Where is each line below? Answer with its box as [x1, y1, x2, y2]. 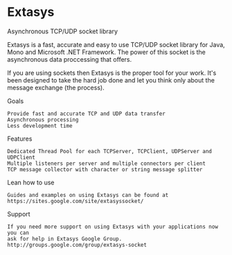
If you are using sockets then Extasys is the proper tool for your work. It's [7, 69, 217, 77]
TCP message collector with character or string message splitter [7, 166, 203, 173]
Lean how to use [7, 178, 55, 186]
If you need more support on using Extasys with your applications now [7, 223, 218, 230]
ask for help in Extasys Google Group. [7, 235, 123, 243]
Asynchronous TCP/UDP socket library [7, 27, 118, 35]
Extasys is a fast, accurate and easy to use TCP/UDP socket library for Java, [7, 40, 225, 49]
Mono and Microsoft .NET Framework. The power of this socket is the [7, 48, 206, 56]
